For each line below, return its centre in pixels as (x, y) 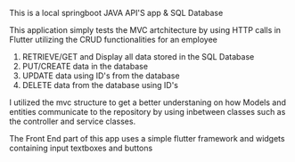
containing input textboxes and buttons (81, 148)
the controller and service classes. (73, 121)
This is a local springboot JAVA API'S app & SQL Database (116, 13)
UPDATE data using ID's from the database (101, 76)
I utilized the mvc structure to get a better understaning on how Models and (148, 102)
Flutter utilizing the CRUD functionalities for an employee (114, 40)
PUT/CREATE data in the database (85, 66)
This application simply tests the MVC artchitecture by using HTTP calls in (145, 30)
